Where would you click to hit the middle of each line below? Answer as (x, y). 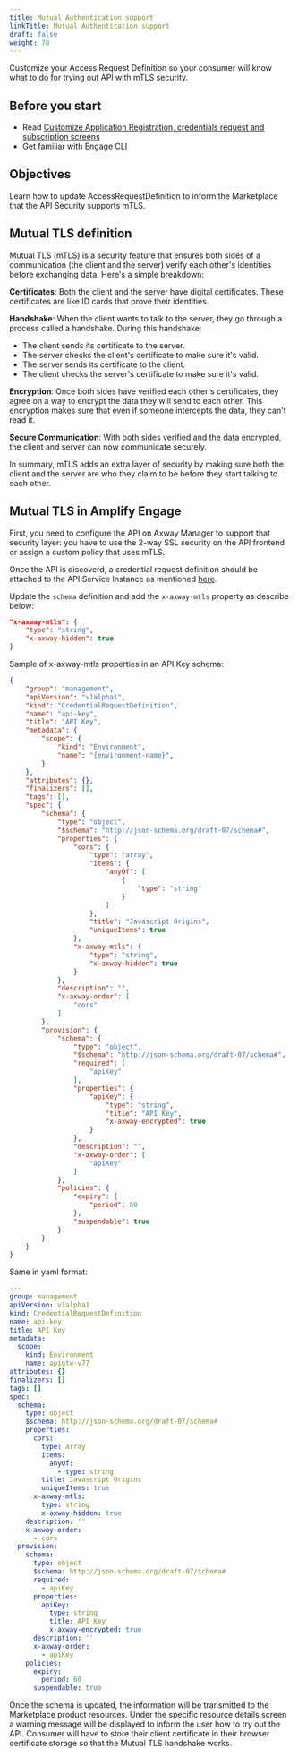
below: (21, 605)
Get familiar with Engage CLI (75, 146)
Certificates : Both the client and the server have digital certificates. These (146, 291)
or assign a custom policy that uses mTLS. (87, 552)
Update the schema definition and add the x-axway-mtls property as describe (149, 596)
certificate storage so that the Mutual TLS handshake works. (121, 1744)
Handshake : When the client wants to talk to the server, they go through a (146, 318)
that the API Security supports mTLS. (77, 205)
